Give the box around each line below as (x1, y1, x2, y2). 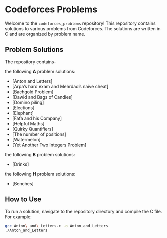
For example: (5, 214, 32, 220)
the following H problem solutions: (5, 171, 76, 177)
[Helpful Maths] (12, 120, 45, 126)
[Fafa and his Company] (12, 115, 62, 121)
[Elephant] (12, 110, 34, 116)
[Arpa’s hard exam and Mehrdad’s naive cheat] (12, 83, 109, 89)
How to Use (5, 195, 42, 204)
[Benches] (12, 180, 34, 186)
